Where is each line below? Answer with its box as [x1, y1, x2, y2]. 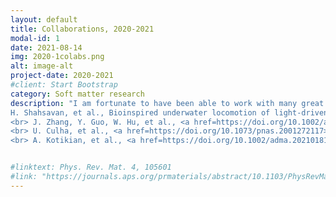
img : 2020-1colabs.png [10, 52, 105, 62]
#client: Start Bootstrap [10, 80, 118, 90]
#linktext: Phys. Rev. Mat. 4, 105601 [10, 162, 172, 173]
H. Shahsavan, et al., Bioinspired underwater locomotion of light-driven [10, 107, 329, 118]
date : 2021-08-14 [10, 42, 83, 53]
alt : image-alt [10, 61, 74, 71]
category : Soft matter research [10, 89, 145, 99]
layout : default [10, 14, 78, 25]
